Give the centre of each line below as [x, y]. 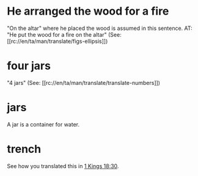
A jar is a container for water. [43, 124]
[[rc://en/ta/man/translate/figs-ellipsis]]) [57, 41]
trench [24, 149]
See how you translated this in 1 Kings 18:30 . [63, 166]
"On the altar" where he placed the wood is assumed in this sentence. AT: [100, 28]
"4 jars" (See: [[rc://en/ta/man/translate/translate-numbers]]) [84, 82]
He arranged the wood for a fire [88, 11]
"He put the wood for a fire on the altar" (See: [64, 34]
